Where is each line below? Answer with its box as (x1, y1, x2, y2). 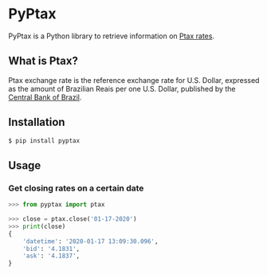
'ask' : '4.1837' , (22, 252, 80, 260)
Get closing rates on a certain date (8, 183, 144, 194)
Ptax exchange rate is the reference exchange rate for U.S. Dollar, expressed (8, 75, 260, 84)
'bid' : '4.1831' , (22, 245, 80, 253)
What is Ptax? (8, 54, 78, 68)
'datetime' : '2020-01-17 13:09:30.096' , (22, 237, 159, 246)
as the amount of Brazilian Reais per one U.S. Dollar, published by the (8, 84, 237, 93)
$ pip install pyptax (8, 136, 80, 144)
